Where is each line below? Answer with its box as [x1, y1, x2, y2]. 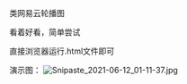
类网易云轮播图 [9, 8, 65, 18]
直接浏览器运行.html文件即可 [9, 46, 115, 56]
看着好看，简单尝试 [9, 27, 81, 38]
